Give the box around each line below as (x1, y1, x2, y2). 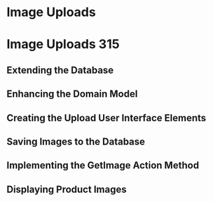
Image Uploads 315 (6, 36, 120, 53)
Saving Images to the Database (6, 135, 145, 147)
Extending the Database (6, 64, 114, 76)
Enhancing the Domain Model (6, 88, 138, 100)
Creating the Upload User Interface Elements (6, 112, 207, 123)
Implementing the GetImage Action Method (6, 159, 200, 172)
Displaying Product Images (6, 183, 127, 195)
